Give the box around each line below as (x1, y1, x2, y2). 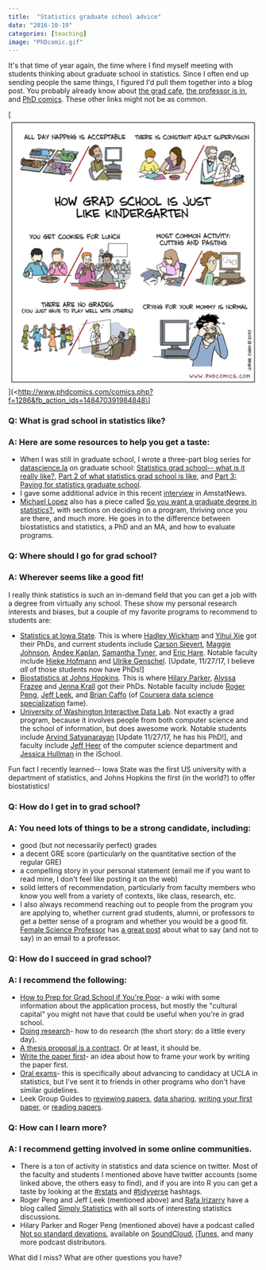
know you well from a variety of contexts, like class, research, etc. (19, 891, 237, 900)
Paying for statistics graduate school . (19, 480, 142, 490)
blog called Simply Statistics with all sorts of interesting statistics (19, 1204, 232, 1214)
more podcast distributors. (19, 1237, 107, 1247)
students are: (8, 615, 52, 625)
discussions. (19, 1212, 61, 1222)
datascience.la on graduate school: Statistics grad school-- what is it (19, 463, 245, 473)
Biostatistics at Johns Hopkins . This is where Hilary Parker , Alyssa (19, 672, 236, 683)
